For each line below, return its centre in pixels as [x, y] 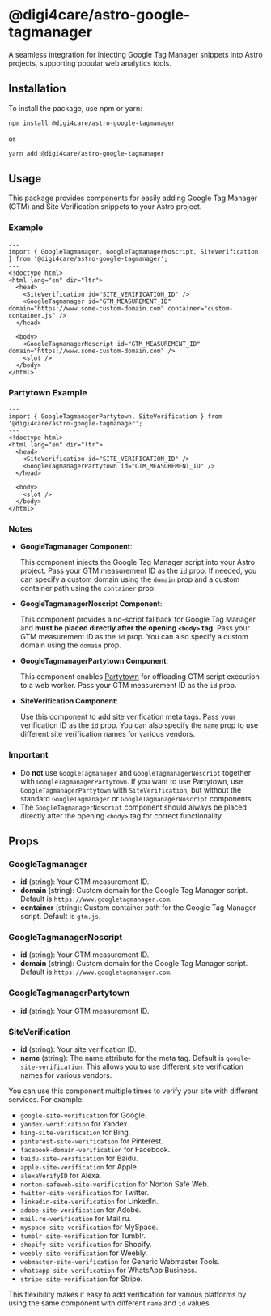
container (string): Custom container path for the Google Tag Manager [138, 908]
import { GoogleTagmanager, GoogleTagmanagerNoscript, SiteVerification [133, 252]
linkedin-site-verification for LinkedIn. [89, 1202]
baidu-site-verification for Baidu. [79, 1158]
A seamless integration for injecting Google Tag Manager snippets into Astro [135, 54]
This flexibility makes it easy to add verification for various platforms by [127, 1295]
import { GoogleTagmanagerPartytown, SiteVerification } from [115, 416]
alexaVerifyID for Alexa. [61, 1176]
